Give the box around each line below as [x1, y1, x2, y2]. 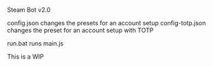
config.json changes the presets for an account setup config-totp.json [7, 19, 206, 27]
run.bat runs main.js [7, 39, 64, 47]
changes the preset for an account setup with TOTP [7, 27, 154, 34]
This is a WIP [7, 52, 45, 61]
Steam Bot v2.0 [7, 6, 51, 14]
